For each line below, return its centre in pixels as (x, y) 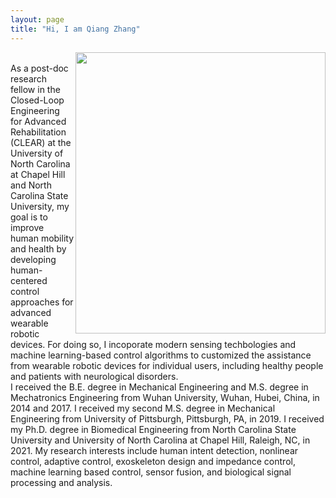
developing (33, 259)
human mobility (42, 238)
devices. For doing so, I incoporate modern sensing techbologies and (153, 344)
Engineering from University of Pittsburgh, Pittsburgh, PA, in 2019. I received (167, 418)
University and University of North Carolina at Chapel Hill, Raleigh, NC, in (160, 440)
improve (27, 227)
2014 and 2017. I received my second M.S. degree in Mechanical (143, 408)
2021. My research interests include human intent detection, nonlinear (154, 450)
